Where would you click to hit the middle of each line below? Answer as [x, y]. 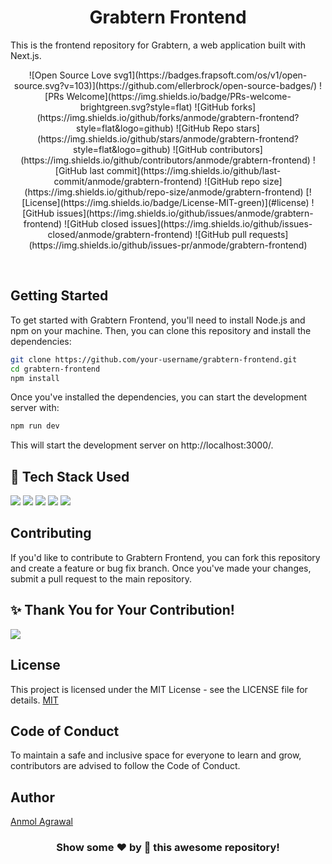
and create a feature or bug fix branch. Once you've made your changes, [161, 568]
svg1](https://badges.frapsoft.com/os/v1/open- [210, 75]
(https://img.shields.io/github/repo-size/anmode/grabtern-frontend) [164, 192]
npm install [35, 378]
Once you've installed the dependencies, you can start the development [158, 397]
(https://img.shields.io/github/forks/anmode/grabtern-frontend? [168, 117]
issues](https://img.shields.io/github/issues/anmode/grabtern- [185, 213]
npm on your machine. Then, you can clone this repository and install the [161, 330]
